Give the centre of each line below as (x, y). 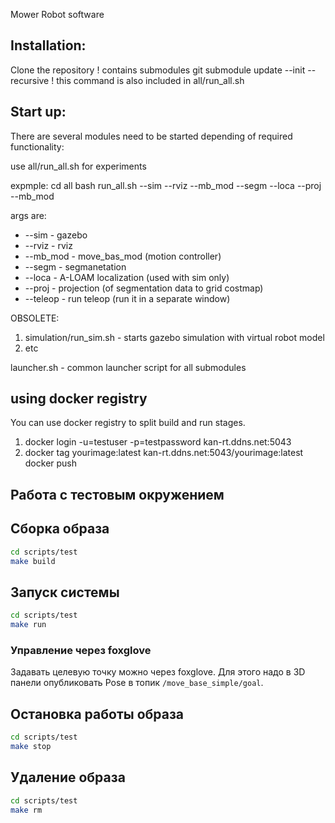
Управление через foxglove (81, 650)
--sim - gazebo (56, 235)
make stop (31, 746)
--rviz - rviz (48, 245)
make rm (26, 810)
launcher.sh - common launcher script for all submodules (128, 367)
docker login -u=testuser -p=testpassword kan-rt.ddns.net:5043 (158, 442)
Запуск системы (65, 592)
